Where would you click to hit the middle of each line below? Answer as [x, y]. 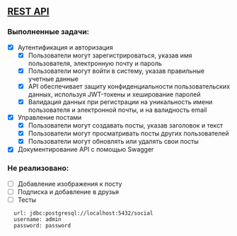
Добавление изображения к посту [70, 184]
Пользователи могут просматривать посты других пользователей [128, 133]
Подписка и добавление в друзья [68, 191]
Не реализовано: [38, 168]
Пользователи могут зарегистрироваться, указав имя [110, 55]
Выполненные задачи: [48, 32]
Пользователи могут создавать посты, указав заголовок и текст [126, 125]
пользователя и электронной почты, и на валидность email [117, 110]
